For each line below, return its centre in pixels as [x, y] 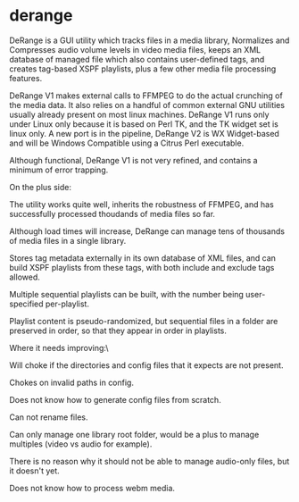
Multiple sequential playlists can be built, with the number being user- [137, 294]
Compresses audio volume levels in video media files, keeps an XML [135, 49]
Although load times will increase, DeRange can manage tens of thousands [147, 231]
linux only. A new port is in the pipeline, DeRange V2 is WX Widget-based [144, 133]
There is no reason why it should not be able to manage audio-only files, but [149, 461]
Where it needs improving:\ [59, 347]
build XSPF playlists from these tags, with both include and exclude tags [142, 267]
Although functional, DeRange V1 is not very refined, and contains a [133, 160]
